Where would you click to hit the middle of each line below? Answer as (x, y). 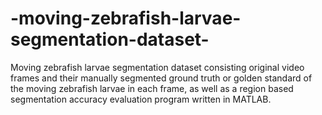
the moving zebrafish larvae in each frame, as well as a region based (152, 88)
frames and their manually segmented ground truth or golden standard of (161, 78)
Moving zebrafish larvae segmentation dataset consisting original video (157, 67)
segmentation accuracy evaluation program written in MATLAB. (141, 99)
